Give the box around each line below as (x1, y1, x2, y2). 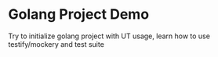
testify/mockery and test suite (8, 39, 104, 48)
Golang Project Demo (8, 5, 150, 23)
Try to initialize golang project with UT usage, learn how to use (8, 31, 210, 41)
